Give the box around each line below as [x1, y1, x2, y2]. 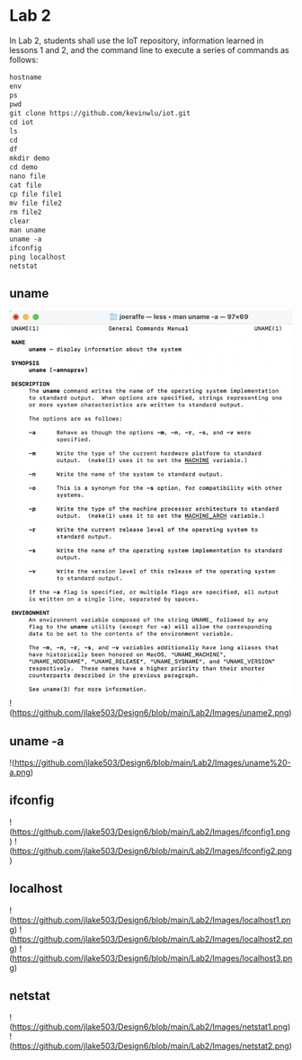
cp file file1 [9, 190, 63, 199]
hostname [9, 73, 42, 82]
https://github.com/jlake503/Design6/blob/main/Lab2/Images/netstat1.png [12, 1021, 289, 1032]
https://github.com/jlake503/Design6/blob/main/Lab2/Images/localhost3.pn [12, 952, 293, 963]
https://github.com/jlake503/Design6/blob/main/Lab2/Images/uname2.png [12, 708, 289, 718]
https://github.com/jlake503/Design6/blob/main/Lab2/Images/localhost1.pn [12, 914, 291, 925]
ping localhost [9, 253, 67, 262]
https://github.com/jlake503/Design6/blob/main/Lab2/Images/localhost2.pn [12, 933, 293, 944]
